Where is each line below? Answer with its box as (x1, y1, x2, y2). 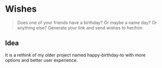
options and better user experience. (5, 57, 78, 63)
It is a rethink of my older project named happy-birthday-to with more (5, 52, 146, 58)
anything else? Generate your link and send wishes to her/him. (17, 24, 144, 30)
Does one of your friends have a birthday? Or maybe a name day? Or (17, 20, 157, 25)
